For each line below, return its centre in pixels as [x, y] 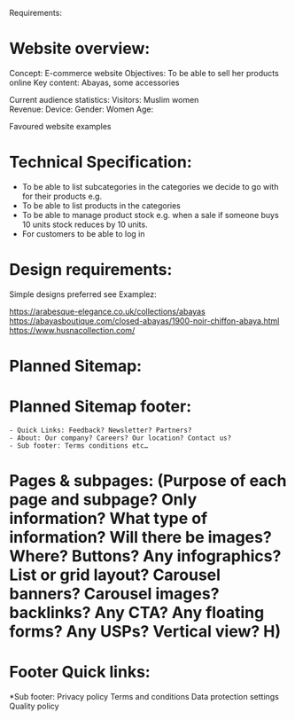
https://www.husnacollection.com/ [72, 330]
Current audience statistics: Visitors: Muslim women [104, 99]
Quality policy [34, 706]
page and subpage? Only [103, 500]
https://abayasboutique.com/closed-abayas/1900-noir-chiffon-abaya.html [144, 321]
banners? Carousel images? [114, 594]
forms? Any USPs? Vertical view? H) [145, 632]
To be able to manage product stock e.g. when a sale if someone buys [150, 215]
